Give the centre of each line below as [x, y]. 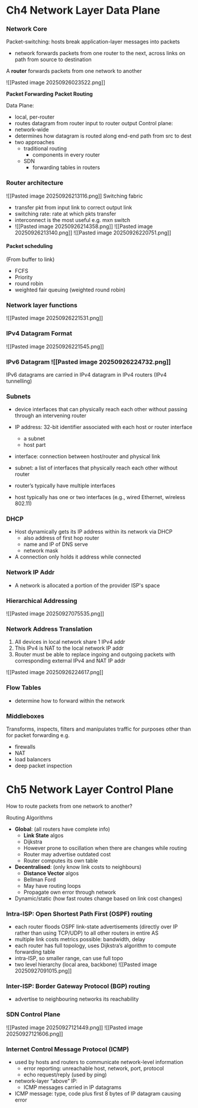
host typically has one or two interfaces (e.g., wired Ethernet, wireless [100, 497]
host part [35, 445]
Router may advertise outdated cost [67, 854]
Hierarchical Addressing [42, 601]
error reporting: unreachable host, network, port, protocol [94, 1068]
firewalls [25, 747]
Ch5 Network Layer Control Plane [90, 790]
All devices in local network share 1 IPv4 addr [70, 642]
